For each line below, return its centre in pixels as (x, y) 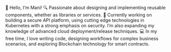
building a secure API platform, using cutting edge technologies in (75, 20)
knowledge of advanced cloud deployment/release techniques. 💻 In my (81, 31)
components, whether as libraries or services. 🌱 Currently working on (79, 15)
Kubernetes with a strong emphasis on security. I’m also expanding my (80, 25)
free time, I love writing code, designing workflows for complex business (82, 38)
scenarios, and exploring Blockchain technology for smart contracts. (78, 44)
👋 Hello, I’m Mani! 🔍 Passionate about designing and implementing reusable (85, 8)
